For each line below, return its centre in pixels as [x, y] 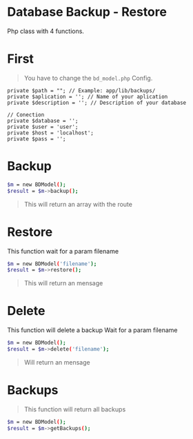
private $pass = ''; [37, 139]
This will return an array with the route [78, 204]
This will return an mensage [63, 283]
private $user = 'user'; [43, 127]
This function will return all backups [75, 409]
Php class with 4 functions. [46, 31]
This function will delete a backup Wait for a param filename [92, 330]
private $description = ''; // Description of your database [97, 103]
